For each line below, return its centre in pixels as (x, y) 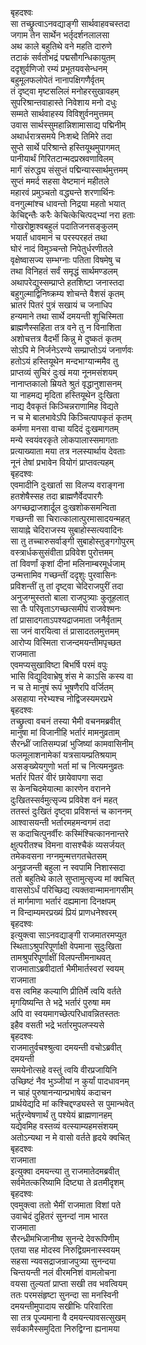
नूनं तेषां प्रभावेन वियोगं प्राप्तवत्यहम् (62, 462)
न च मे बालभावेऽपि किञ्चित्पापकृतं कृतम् (71, 417)
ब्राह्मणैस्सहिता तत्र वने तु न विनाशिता (66, 327)
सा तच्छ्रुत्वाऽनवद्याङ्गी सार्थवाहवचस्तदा (70, 23)
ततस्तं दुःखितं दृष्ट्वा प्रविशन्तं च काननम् (71, 811)
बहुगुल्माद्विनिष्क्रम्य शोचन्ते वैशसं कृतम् (67, 293)
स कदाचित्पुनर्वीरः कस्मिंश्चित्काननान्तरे (69, 833)
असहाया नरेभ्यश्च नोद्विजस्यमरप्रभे (61, 698)
